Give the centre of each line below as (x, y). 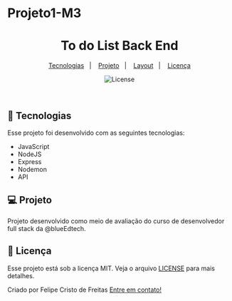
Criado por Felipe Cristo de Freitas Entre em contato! (85, 290)
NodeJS (30, 154)
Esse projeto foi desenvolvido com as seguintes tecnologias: (96, 133)
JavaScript (33, 146)
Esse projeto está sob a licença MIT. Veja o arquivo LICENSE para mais (111, 268)
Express (30, 161)
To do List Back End (120, 46)
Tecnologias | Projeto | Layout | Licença (120, 66)
